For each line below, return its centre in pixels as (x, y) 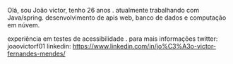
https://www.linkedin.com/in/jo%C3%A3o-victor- (144, 46)
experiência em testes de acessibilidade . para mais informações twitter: (113, 39)
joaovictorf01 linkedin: (39, 46)
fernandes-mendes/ (36, 53)
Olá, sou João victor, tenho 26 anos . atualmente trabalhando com (103, 10)
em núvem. (24, 25)
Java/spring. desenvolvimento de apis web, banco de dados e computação (117, 18)
